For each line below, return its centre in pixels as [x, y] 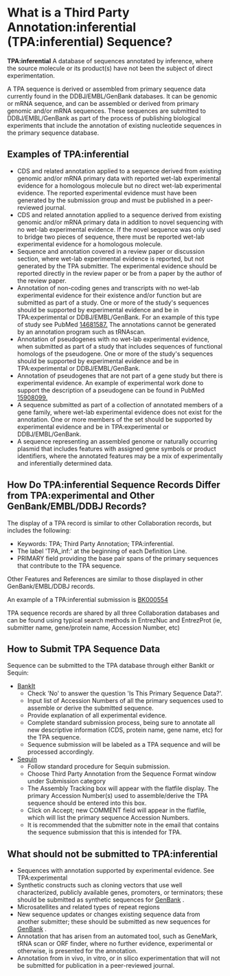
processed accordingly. [61, 752]
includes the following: [39, 530]
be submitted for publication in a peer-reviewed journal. [96, 966]
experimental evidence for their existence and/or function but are [109, 295]
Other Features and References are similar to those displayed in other [105, 578]
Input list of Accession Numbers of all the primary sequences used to [125, 701]
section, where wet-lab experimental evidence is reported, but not [111, 259]
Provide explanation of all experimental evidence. [97, 715]
